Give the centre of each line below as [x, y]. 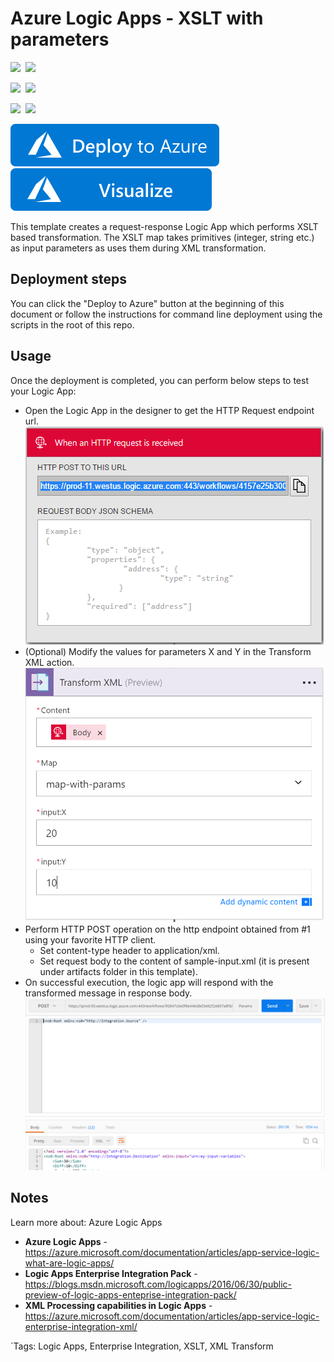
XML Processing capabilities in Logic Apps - [118, 1305]
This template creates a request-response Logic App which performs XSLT [164, 226]
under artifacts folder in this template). [118, 972]
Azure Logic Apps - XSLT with [137, 18]
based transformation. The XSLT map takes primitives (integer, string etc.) [162, 237]
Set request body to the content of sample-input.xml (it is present [174, 961]
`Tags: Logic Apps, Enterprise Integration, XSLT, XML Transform [142, 1346]
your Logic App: [43, 391]
